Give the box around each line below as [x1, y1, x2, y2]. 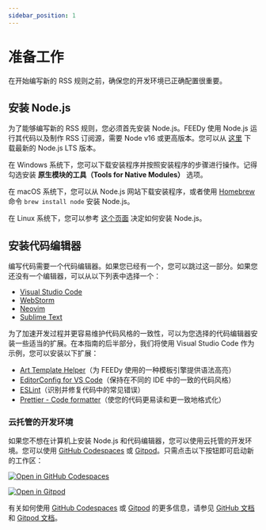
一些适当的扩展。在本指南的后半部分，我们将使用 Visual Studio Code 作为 [14, 339, 255, 348]
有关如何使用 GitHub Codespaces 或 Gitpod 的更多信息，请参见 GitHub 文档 [8, 503, 255, 513]
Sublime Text [19, 312, 63, 322]
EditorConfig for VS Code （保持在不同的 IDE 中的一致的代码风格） [19, 375, 236, 384]
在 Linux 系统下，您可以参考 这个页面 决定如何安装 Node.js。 [8, 214, 207, 223]
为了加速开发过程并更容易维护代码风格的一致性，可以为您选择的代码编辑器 [8, 329, 251, 339]
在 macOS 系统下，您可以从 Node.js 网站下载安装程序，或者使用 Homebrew [8, 187, 256, 196]
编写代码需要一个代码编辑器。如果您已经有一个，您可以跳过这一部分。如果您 [8, 262, 258, 271]
